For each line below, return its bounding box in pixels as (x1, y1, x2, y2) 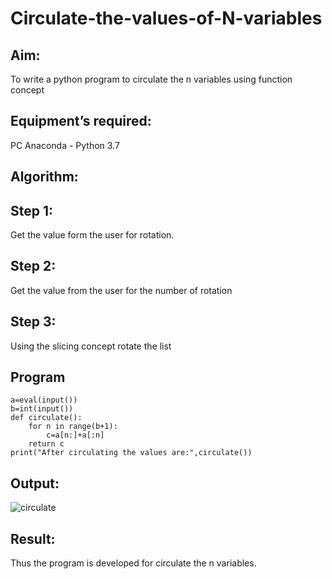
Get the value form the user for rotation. (10, 229, 175, 241)
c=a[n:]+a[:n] (46, 430, 105, 441)
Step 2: (10, 258, 57, 275)
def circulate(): (10, 413, 83, 423)
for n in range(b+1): (28, 422, 118, 432)
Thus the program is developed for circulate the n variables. (10, 557, 257, 569)
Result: (10, 530, 56, 547)
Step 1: (10, 202, 54, 219)
